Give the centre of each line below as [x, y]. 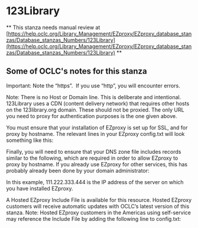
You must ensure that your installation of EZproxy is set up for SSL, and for [97, 127]
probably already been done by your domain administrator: [78, 170]
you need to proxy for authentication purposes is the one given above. [92, 116]
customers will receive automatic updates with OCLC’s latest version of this [98, 206]
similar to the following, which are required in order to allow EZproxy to [92, 158]
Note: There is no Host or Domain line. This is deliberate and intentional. [94, 97]
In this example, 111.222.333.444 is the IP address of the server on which [95, 182]
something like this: [30, 140]
